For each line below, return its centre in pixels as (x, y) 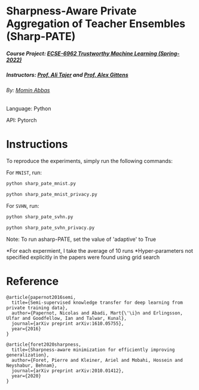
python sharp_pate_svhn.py (40, 217)
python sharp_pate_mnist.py (41, 184)
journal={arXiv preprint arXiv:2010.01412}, (68, 371)
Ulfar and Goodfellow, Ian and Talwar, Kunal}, (67, 318)
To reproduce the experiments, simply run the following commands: (90, 161)
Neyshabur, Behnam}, (32, 365)
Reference (32, 281)
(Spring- (169, 53)
